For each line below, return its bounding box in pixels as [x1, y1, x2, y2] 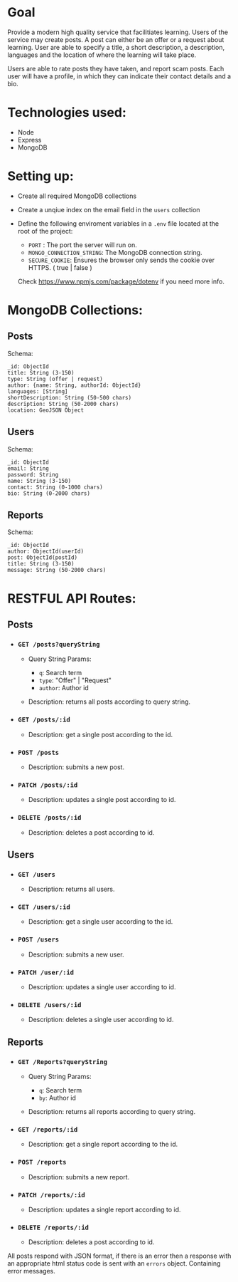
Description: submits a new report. [28, 1172, 130, 1181]
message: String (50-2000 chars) [7, 567, 107, 574]
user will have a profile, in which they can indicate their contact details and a [7, 72, 232, 80]
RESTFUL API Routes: [7, 590, 136, 606]
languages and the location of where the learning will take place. [7, 51, 197, 59]
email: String [7, 464, 50, 472]
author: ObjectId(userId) [7, 548, 84, 556]
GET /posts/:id [17, 716, 71, 724]
